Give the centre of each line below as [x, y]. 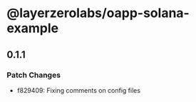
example [33, 28]
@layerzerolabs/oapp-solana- [98, 13]
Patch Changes [34, 75]
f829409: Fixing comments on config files [78, 90]
